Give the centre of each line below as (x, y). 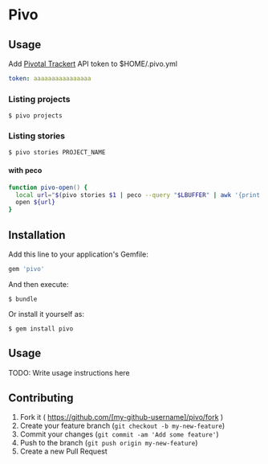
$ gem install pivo (41, 328)
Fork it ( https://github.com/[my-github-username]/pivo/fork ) (122, 417)
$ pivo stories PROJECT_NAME (57, 153)
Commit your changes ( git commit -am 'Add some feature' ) (119, 434)
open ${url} (36, 203)
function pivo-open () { (48, 187)
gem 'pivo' (26, 269)
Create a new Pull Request (64, 451)
